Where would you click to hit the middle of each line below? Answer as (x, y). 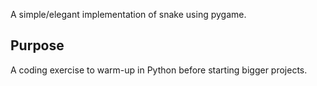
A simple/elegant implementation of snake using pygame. (128, 14)
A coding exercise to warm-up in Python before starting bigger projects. (159, 70)
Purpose (37, 45)
